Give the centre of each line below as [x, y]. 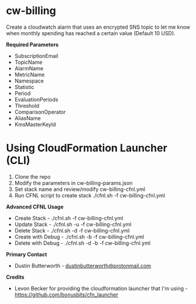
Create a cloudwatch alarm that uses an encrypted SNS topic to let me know [98, 27]
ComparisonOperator [40, 112]
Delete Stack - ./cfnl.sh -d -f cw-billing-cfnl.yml [72, 230]
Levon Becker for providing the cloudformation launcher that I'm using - [101, 288]
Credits [15, 277]
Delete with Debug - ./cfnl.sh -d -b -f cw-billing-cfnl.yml [82, 243]
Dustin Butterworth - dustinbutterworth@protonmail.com [83, 265]
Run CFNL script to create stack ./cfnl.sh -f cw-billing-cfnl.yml [90, 195]
